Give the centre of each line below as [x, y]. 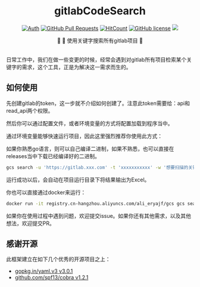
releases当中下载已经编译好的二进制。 [53, 156]
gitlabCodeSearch [100, 11]
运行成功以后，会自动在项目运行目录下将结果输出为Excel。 [78, 180]
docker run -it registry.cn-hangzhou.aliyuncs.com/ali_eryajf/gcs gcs [96, 203]
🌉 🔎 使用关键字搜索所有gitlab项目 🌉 [100, 41]
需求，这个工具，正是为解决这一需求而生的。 [76, 67]
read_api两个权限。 [30, 110]
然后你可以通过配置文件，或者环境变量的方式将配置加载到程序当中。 [90, 123]
